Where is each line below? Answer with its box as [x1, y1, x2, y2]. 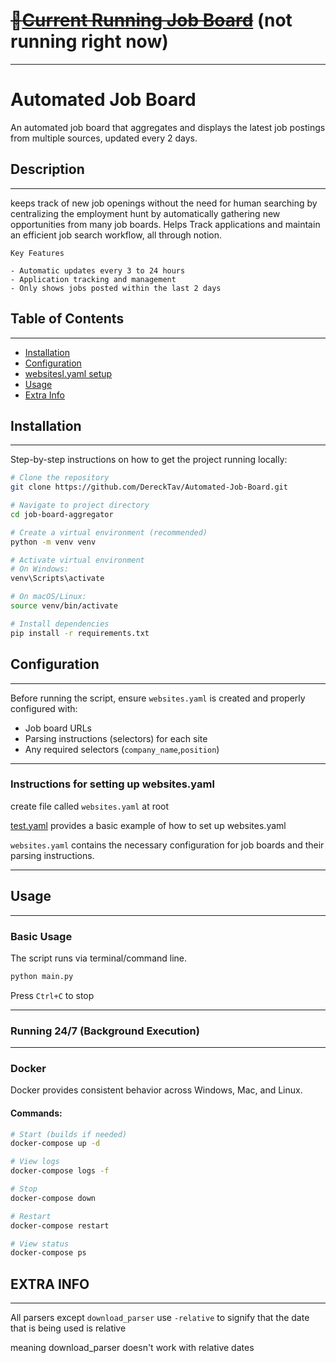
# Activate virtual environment [10, 555, 145, 565]
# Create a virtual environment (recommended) [10, 527, 208, 538]
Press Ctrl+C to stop [10, 989, 95, 1001]
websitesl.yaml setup [24, 367, 113, 379]
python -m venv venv [10, 537, 97, 547]
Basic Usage [10, 929, 73, 943]
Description [10, 161, 85, 178]
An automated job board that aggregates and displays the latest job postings [10, 121, 326, 133]
